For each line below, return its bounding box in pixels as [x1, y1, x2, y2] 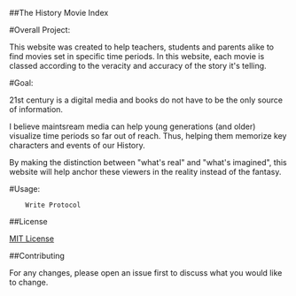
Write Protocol [25, 201, 82, 209]
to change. [9, 277, 49, 287]
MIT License [9, 233, 55, 244]
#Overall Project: [9, 25, 71, 34]
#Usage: [9, 184, 41, 194]
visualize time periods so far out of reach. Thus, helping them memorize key [9, 131, 287, 140]
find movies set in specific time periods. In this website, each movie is [9, 51, 265, 61]
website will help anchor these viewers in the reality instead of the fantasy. [9, 167, 282, 177]
